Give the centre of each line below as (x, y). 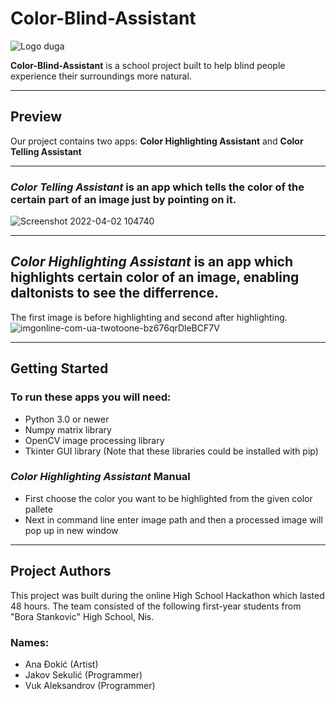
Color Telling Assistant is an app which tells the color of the (157, 187)
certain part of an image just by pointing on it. (123, 199)
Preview (36, 117)
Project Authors (61, 571)
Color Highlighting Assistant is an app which (151, 262)
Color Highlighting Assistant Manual (100, 477)
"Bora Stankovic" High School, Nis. (82, 616)
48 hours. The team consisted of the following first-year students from (156, 606)
